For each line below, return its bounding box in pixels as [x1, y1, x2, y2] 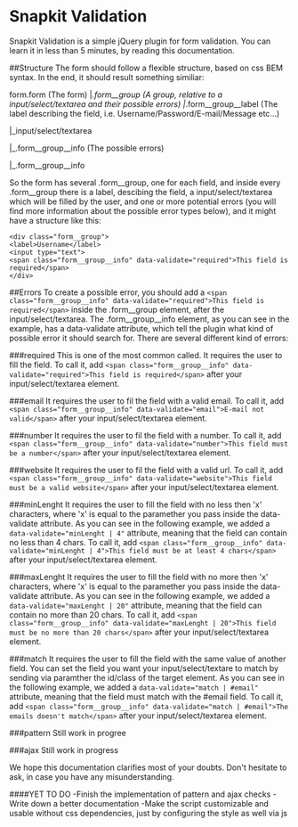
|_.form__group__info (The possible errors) [9, 143, 165, 153]
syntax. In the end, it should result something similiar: [9, 71, 205, 82]
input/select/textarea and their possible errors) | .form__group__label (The [9, 98, 278, 109]
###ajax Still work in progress [9, 744, 118, 755]
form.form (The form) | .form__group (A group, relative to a [9, 89, 223, 100]
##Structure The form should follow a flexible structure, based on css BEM [9, 62, 283, 73]
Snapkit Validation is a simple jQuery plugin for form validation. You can [9, 36, 271, 46]
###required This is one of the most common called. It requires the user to [9, 349, 283, 360]
